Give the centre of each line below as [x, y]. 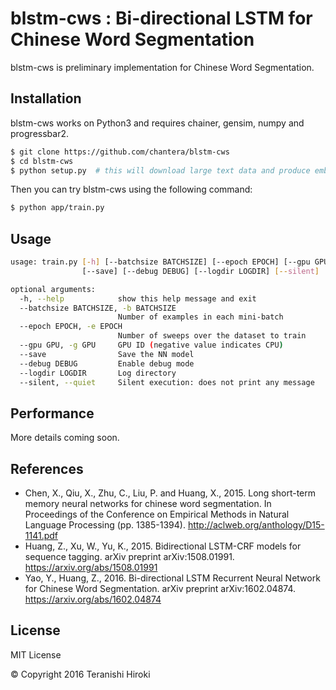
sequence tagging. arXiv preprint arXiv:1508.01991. [129, 557]
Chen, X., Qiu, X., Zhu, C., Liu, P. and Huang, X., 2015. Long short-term [170, 493]
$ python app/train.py [57, 208]
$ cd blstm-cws [42, 161]
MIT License [36, 654]
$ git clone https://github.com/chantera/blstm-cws [120, 152]
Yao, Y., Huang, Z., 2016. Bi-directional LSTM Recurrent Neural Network [172, 578]
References [47, 468]
